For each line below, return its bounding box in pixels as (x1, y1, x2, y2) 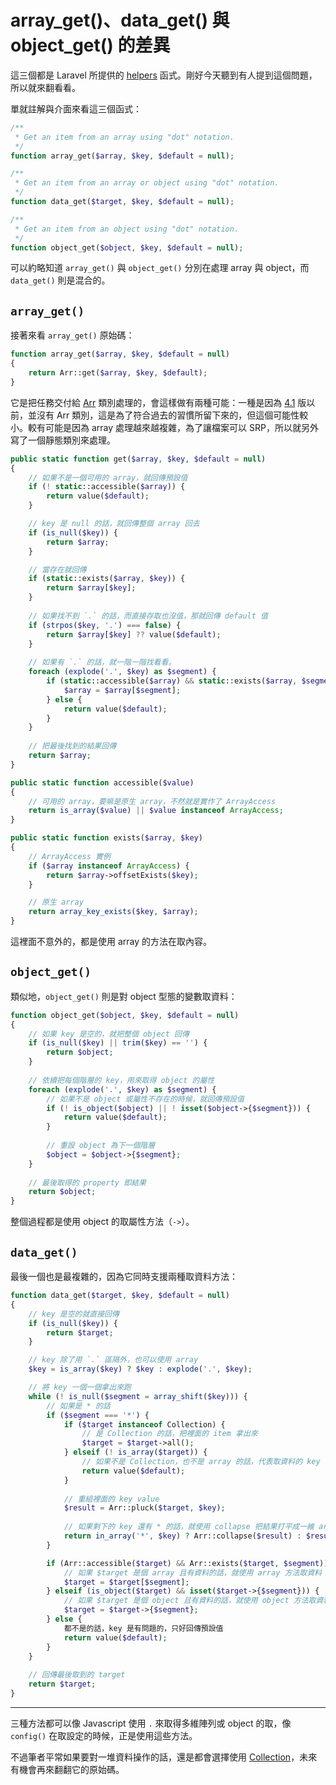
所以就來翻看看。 (10, 81, 81, 93)
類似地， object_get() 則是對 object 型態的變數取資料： (10, 990, 238, 1002)
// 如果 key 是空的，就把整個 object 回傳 (28, 1029, 190, 1039)
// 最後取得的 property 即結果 (28, 1177, 147, 1188)
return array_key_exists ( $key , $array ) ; (28, 907, 199, 917)
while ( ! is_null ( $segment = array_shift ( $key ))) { (28, 1391, 248, 1401)
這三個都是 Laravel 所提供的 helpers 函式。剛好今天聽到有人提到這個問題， (10, 69, 318, 81)
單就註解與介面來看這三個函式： (10, 102, 142, 115)
